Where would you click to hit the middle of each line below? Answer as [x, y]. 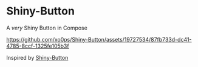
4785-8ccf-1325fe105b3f [38, 46]
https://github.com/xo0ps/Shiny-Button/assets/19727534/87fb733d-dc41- [99, 39]
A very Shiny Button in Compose [47, 28]
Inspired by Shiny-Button [37, 57]
